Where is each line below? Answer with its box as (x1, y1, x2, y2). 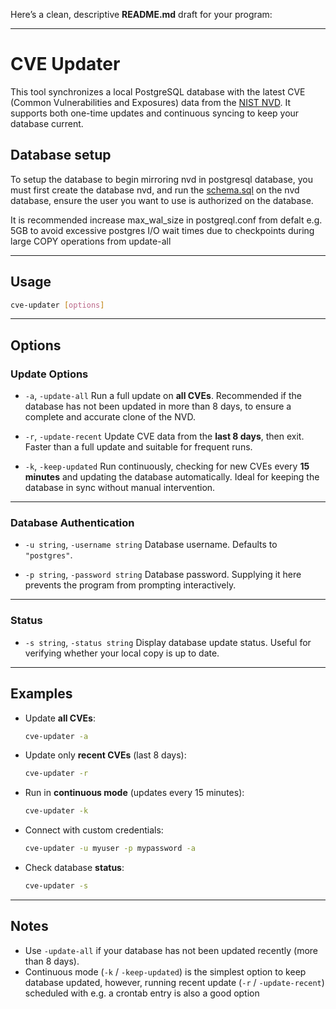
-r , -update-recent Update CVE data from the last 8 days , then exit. (24, 430, 305, 443)
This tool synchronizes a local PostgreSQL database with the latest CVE (10, 85, 306, 98)
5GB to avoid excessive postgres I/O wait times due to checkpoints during (10, 224, 315, 236)
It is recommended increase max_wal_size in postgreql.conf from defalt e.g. (10, 214, 323, 226)
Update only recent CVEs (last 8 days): (24, 749, 187, 761)
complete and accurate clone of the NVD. (24, 411, 196, 423)
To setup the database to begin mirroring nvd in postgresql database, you (10, 173, 313, 185)
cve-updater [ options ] (10, 300, 105, 310)
